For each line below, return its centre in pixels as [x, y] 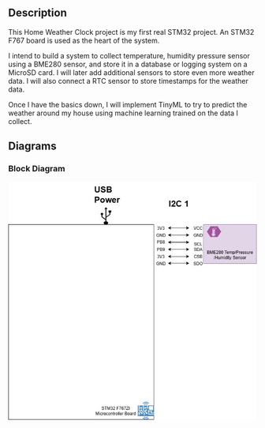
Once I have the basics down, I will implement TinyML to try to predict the [128, 104]
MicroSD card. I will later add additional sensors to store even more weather [131, 72]
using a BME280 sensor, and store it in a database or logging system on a [128, 64]
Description [37, 13]
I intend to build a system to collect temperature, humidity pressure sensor [129, 55]
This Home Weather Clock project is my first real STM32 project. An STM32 [131, 32]
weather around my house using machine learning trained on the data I [123, 113]
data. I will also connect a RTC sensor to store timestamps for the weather [128, 81]
